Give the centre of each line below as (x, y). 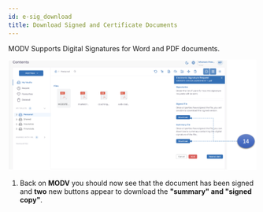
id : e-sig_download (40, 17)
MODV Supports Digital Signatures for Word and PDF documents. (114, 48)
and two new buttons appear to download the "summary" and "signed (135, 192)
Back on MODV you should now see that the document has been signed (137, 183)
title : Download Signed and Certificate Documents (93, 25)
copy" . (31, 200)
